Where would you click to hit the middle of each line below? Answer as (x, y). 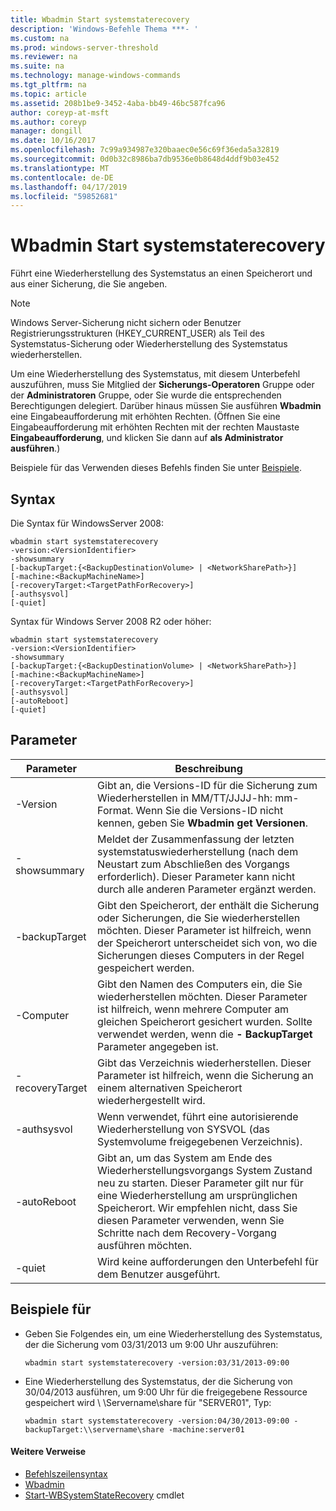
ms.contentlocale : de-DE (62, 177)
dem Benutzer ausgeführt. (159, 1274)
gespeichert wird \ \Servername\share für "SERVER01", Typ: (148, 1402)
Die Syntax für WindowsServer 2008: (87, 523)
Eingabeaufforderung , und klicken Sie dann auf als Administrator (147, 438)
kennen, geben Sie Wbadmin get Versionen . (202, 823)
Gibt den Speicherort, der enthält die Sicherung (208, 905)
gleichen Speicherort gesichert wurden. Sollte (205, 1021)
